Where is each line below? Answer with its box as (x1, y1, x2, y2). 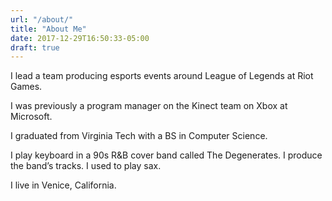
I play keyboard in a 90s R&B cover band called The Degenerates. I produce (10, 149, 323, 161)
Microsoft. (10, 111, 53, 123)
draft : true (10, 42, 60, 53)
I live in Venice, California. (10, 179, 117, 191)
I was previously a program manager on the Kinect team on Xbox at (10, 100, 288, 112)
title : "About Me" (10, 24, 87, 34)
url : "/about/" (10, 14, 74, 25)
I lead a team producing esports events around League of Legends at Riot (10, 70, 314, 82)
